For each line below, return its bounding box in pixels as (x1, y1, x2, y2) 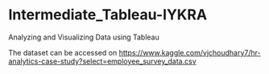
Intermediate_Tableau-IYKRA (8, 6, 208, 24)
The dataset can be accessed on (8, 47, 118, 57)
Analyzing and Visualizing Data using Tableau (8, 32, 159, 42)
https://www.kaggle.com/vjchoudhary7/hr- (118, 47, 261, 57)
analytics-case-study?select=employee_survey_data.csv (8, 56, 197, 66)
